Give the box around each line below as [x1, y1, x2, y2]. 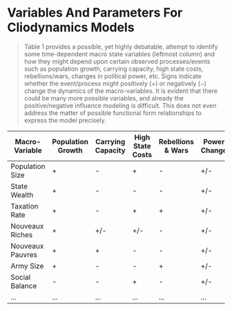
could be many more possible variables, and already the [23, 94, 184, 102]
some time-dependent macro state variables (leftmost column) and [23, 50, 215, 58]
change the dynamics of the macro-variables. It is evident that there [23, 87, 218, 95]
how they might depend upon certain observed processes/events [23, 57, 211, 65]
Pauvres [10, 249, 38, 259]
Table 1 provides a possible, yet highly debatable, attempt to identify [23, 42, 219, 51]
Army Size [10, 261, 44, 271]
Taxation [10, 201, 39, 211]
